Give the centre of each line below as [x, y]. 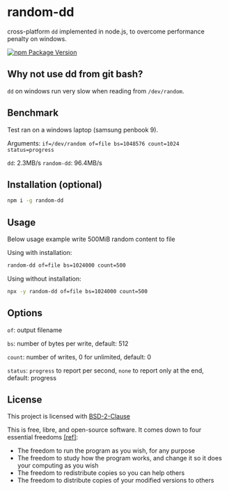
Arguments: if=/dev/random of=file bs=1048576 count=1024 [93, 143]
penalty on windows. [37, 38]
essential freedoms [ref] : [43, 437]
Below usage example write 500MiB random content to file [91, 239]
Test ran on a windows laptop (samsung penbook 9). [83, 130]
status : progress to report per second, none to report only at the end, [105, 371]
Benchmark [33, 113]
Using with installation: [40, 253]
